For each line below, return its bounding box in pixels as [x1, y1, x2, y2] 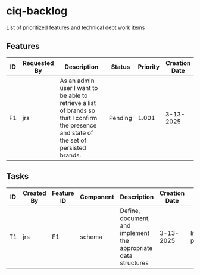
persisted [60, 143, 86, 152]
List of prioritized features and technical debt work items [6, 24, 145, 31]
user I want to [60, 84, 98, 92]
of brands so [60, 106, 95, 115]
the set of [60, 136, 87, 144]
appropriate [120, 243, 153, 252]
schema [80, 233, 102, 241]
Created [23, 189, 46, 197]
